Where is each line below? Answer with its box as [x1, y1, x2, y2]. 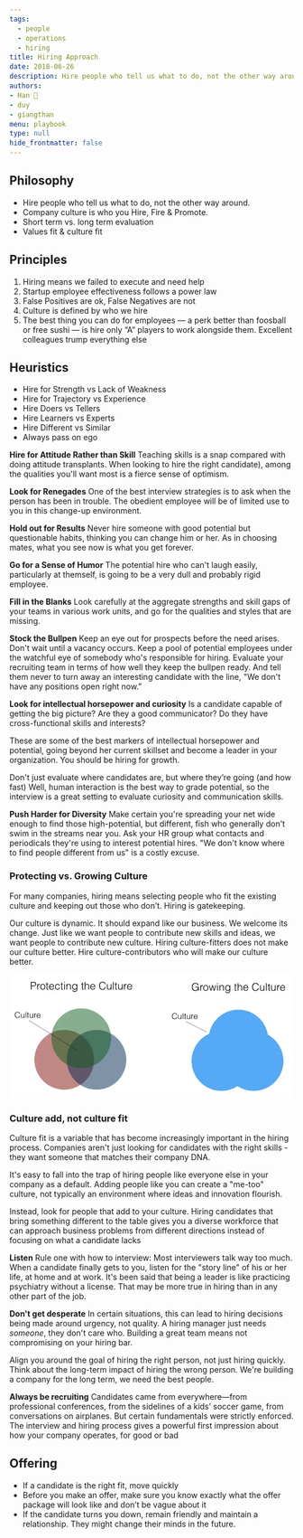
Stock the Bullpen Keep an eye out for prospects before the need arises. [9, 633, 280, 644]
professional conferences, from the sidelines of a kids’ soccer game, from [9, 1401, 284, 1411]
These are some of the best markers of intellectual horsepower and [9, 735, 260, 746]
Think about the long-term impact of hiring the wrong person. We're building [9, 1363, 294, 1374]
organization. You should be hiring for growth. [9, 755, 180, 766]
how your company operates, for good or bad [9, 1429, 179, 1440]
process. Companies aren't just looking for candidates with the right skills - [9, 1142, 289, 1153]
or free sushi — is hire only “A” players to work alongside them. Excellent [22, 324, 293, 335]
